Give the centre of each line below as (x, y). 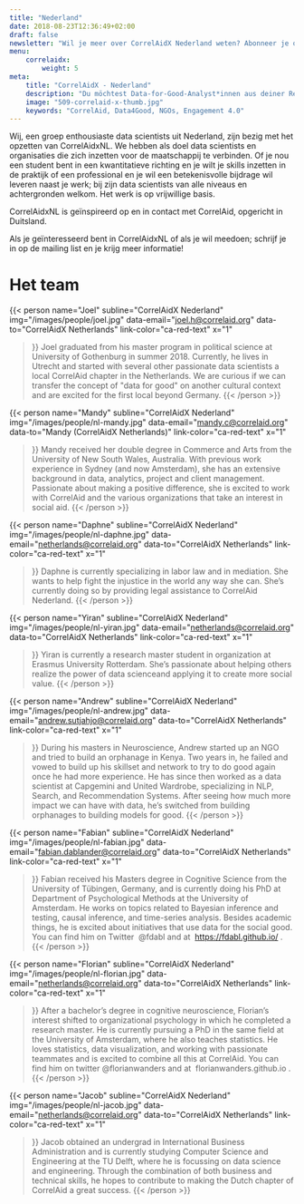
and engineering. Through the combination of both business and (152, 1171)
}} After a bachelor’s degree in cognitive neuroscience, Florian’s (150, 1011)
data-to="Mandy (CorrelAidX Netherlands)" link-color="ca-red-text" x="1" (148, 432)
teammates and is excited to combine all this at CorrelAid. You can (155, 1059)
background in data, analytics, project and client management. (148, 479)
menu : (19, 52)
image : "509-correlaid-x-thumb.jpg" (95, 102)
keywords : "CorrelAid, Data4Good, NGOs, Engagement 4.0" (135, 111)
